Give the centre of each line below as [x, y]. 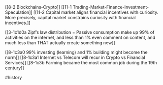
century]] [15, 68]
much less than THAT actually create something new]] [60, 43]
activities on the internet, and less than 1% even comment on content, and [80, 37]
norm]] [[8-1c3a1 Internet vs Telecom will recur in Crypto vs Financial [75, 57]
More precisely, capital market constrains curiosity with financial [70, 17]
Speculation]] [19, 12]
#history [14, 77]
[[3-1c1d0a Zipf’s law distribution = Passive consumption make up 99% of [80, 32]
